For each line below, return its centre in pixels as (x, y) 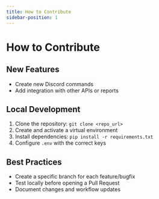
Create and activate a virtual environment (66, 130)
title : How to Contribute (39, 12)
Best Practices (34, 162)
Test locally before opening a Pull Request (67, 183)
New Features (33, 70)
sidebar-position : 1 (32, 17)
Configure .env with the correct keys (61, 143)
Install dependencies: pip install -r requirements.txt (84, 137)
